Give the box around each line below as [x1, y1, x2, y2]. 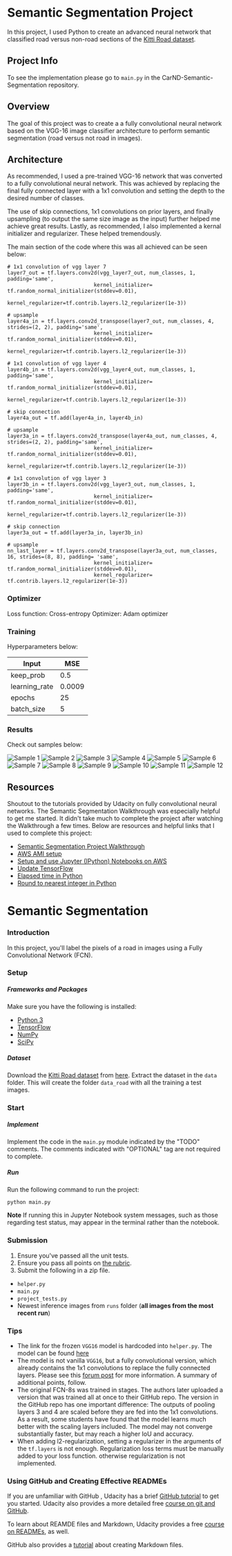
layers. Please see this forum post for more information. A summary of [17, 1371, 217, 1379]
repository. [48, 81, 79, 89]
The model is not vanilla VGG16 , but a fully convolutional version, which [17, 1356, 217, 1365]
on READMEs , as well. [7, 1528, 70, 1536]
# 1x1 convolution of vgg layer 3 [7, 475, 107, 482]
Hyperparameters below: [7, 642, 78, 651]
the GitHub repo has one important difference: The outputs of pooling [17, 1400, 215, 1408]
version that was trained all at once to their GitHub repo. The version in [17, 1393, 219, 1401]
